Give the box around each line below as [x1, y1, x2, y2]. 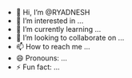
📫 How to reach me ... [15, 42, 90, 51]
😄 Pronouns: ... [15, 53, 68, 63]
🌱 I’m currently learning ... [15, 25, 102, 33]
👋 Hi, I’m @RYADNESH [15, 8, 90, 17]
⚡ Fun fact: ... [15, 62, 60, 72]
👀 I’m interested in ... [15, 16, 84, 25]
